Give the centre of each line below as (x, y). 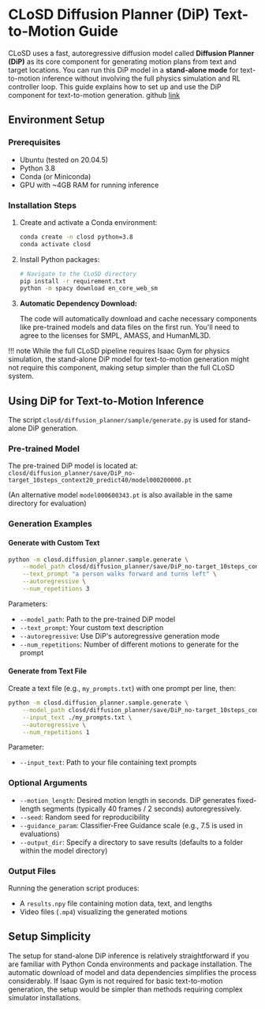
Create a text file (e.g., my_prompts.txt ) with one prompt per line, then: (122, 688)
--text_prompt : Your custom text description (91, 627)
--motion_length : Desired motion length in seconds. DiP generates (127, 800)
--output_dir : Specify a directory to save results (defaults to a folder (131, 842)
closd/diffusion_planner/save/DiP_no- (72, 474)
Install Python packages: (60, 259)
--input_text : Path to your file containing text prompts (108, 763)
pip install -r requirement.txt (73, 281)
